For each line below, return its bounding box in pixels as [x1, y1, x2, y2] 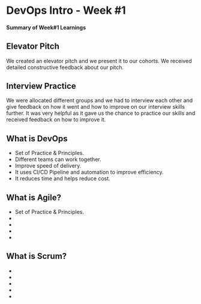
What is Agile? [6, 192, 62, 202]
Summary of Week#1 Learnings [6, 23, 86, 31]
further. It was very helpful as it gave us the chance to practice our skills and [6, 109, 196, 117]
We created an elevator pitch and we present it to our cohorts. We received [6, 57, 192, 64]
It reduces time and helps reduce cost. [14, 175, 111, 182]
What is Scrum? [6, 251, 67, 261]
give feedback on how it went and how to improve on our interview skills [6, 103, 185, 111]
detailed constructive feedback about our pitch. [6, 64, 124, 71]
